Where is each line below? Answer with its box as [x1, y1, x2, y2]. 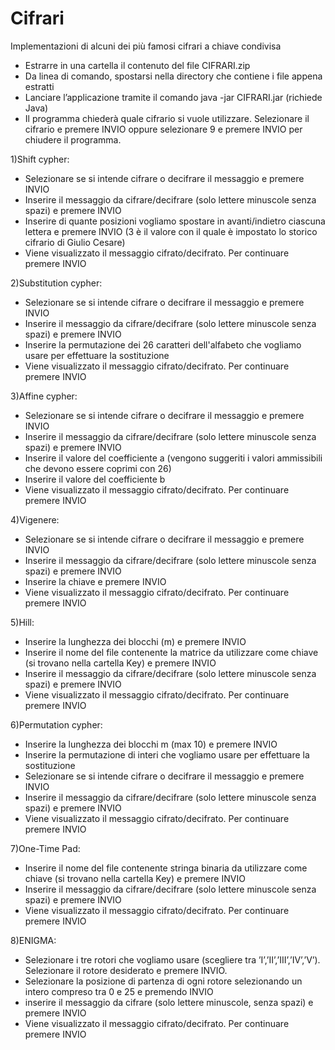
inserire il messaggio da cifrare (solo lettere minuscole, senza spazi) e [24, 996, 314, 1008]
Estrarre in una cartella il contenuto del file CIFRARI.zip [24, 59, 251, 71]
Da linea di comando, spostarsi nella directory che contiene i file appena [24, 70, 323, 82]
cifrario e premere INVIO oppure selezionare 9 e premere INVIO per [24, 123, 303, 135]
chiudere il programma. [24, 133, 122, 146]
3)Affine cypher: [10, 390, 78, 402]
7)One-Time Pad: [10, 842, 81, 854]
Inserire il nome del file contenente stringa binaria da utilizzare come [24, 862, 308, 874]
